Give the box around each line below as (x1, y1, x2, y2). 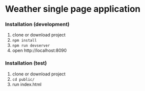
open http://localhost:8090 (12, 47, 67, 53)
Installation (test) (5, 60, 47, 67)
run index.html (12, 81, 42, 87)
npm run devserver (12, 43, 50, 48)
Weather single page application (5, 3, 141, 15)
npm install (12, 38, 37, 43)
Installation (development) (5, 21, 70, 28)
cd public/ (12, 77, 35, 82)
